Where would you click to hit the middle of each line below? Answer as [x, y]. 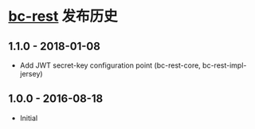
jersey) [31, 74]
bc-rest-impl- [224, 65]
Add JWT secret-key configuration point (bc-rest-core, [110, 65]
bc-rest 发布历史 [63, 16]
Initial [29, 118]
